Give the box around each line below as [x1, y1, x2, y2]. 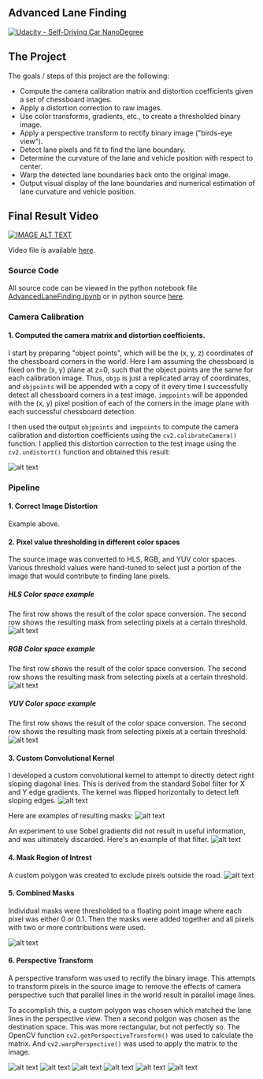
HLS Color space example [8, 589, 94, 599]
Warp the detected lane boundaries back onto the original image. [19, 169, 231, 180]
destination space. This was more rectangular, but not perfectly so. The [8, 1022, 240, 1031]
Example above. [8, 519, 61, 528]
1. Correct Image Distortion [8, 502, 98, 511]
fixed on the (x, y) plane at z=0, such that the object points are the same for [8, 365, 254, 374]
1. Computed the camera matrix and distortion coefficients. [8, 331, 206, 340]
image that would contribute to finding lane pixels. [8, 571, 171, 581]
